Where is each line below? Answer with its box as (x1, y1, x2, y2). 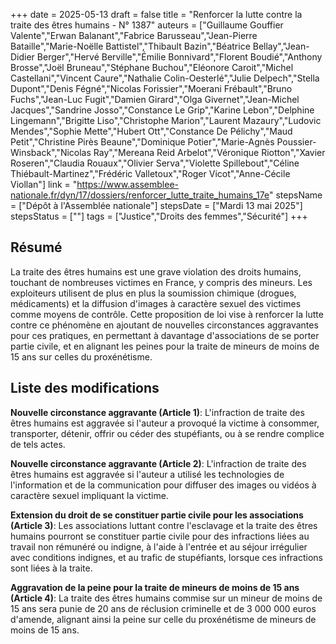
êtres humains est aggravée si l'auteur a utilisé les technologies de (10, 468, 285, 480)
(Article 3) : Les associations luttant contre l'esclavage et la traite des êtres (10, 519, 318, 531)
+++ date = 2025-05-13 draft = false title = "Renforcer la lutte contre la (10, 9, 303, 20)
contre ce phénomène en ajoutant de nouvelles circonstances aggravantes (10, 319, 319, 331)
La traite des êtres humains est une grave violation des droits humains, (10, 265, 302, 278)
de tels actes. (10, 438, 66, 450)
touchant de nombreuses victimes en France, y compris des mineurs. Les (10, 276, 313, 288)
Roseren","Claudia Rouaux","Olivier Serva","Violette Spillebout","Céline (10, 157, 300, 169)
